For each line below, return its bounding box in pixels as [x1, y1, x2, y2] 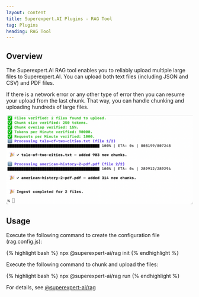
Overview [6, 51, 43, 61]
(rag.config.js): [6, 238, 43, 245]
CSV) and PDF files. [6, 79, 54, 87]
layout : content [6, 9, 46, 15]
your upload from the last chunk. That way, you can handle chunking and [6, 97, 185, 104]
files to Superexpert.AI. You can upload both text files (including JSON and [6, 73, 188, 80]
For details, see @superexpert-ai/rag [6, 284, 96, 291]
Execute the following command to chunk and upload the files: [6, 261, 159, 268]
